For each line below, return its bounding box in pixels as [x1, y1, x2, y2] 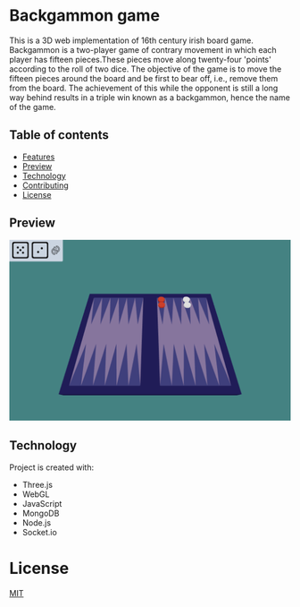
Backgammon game [9, 5, 161, 26]
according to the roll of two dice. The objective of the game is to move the [9, 64, 282, 74]
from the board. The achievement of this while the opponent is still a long [9, 82, 279, 93]
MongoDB [21, 508, 60, 518]
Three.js [21, 479, 54, 490]
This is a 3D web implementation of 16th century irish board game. [9, 35, 254, 46]
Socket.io [21, 526, 58, 537]
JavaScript [21, 498, 62, 509]
